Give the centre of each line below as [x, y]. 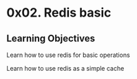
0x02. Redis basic [59, 13]
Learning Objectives [51, 38]
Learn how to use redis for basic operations [68, 55]
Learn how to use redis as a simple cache [65, 68]
